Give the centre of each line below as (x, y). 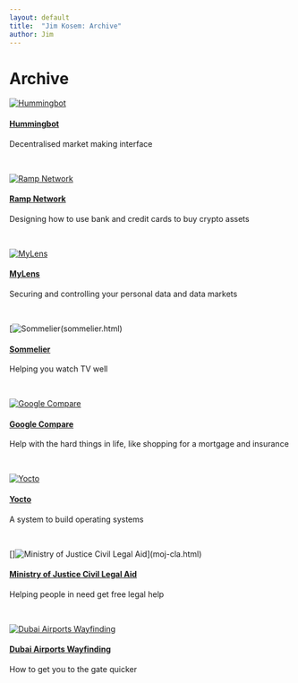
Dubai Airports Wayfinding (60, 649)
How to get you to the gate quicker (73, 669)
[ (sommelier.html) (66, 329)
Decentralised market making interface (81, 143)
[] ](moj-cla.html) (106, 554)
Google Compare (42, 424)
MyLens (25, 274)
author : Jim (31, 34)
